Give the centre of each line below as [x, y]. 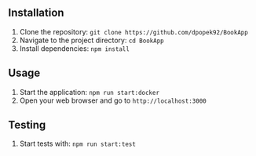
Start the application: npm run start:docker [89, 92]
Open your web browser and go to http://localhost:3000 [113, 100]
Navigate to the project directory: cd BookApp [91, 40]
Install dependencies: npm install [74, 48]
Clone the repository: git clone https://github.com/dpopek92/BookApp [134, 31]
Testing [27, 125]
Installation [36, 13]
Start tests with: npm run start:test [77, 143]
